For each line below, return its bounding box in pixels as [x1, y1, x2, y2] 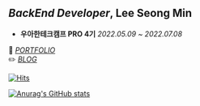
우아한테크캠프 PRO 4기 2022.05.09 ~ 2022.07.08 [19, 28, 183, 39]
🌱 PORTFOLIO [8, 45, 56, 55]
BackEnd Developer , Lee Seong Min [8, 6, 193, 20]
